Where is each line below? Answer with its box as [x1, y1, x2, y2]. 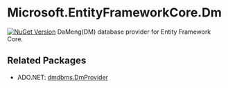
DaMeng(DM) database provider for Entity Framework [57, 27, 211, 36]
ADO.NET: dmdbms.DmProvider [17, 73, 109, 81]
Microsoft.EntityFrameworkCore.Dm [7, 5, 222, 21]
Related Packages [7, 55, 87, 67]
